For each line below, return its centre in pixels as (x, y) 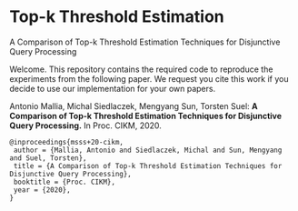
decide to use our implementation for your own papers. (113, 88)
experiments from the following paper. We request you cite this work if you (149, 78)
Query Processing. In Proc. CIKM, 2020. (85, 126)
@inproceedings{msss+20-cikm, (67, 142)
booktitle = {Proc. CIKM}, (65, 182)
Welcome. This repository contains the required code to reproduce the (141, 69)
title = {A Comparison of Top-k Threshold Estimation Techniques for (148, 166)
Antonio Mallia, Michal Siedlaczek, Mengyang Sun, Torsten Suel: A (134, 105)
